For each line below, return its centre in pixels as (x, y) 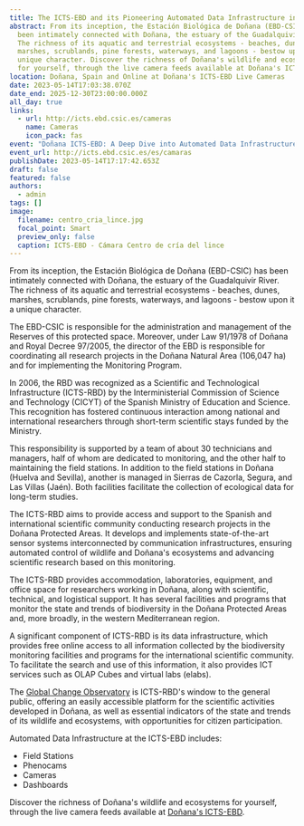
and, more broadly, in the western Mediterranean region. (114, 619)
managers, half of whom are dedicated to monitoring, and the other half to (148, 458)
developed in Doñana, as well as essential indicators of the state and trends (150, 711)
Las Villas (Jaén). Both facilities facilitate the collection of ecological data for (152, 487)
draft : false (34, 169)
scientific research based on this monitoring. (93, 562)
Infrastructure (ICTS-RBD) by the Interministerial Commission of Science (145, 393)
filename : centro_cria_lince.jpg (81, 220)
